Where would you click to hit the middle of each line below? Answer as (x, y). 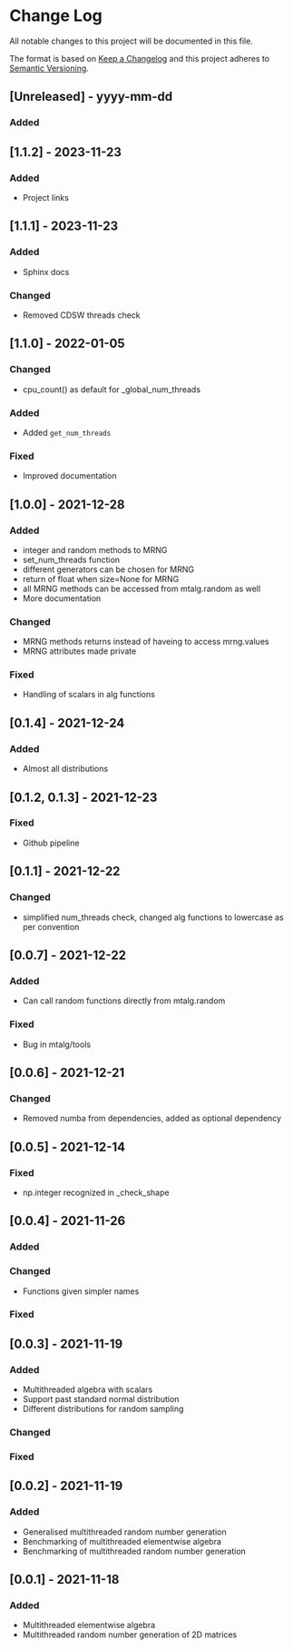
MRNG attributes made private (79, 651)
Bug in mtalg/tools (57, 1044)
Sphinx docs (46, 272)
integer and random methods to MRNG (95, 549)
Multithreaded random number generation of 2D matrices (130, 1634)
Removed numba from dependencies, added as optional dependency (152, 1119)
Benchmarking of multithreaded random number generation (134, 1551)
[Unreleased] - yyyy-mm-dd (91, 97)
